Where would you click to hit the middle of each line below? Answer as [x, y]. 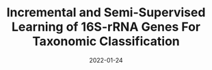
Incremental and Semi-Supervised [106, 13]
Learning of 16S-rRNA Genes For [106, 27]
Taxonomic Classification [106, 41]
